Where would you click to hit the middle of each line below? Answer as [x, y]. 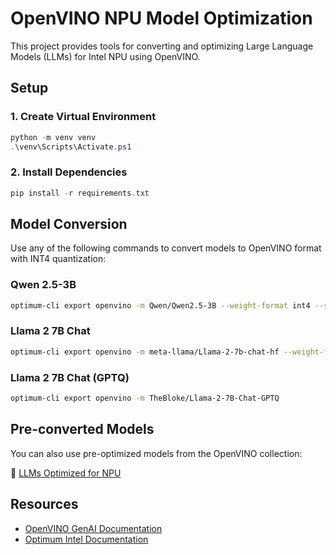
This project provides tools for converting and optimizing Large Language [162, 46]
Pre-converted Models [82, 429]
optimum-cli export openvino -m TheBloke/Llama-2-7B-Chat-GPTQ [145, 398]
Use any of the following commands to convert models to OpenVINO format [166, 248]
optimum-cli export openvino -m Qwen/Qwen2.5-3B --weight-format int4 [160, 305]
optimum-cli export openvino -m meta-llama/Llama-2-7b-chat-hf [145, 352]
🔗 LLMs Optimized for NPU [66, 473]
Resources [44, 504]
